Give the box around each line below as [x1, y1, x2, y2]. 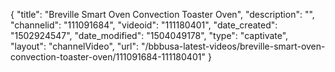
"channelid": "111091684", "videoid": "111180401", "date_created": [10, 19, 278, 31]
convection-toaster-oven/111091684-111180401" [10, 51, 206, 63]
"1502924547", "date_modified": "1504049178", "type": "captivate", [10, 30, 289, 41]
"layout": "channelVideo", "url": [10, 40, 140, 52]
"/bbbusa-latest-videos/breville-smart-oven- [140, 40, 326, 52]
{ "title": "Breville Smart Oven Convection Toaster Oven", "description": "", [10, 9, 315, 20]
